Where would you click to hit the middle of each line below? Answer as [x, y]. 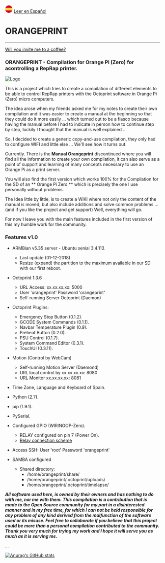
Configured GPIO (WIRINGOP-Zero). [49, 425]
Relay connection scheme [46, 440]
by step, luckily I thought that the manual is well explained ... [66, 130]
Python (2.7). [25, 397]
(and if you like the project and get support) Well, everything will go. [74, 210]
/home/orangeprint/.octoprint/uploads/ [66, 479]
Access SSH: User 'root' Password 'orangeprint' [61, 450]
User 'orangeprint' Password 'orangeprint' [62, 292]
